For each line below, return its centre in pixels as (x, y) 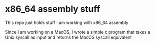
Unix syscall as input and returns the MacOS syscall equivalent (68, 37)
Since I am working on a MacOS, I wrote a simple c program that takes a (78, 32)
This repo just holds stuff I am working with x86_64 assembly (67, 22)
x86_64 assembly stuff (53, 9)
